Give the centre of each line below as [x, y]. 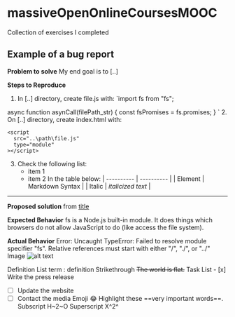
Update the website [46, 290]
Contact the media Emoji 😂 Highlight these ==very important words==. [120, 298]
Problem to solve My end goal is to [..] [63, 71]
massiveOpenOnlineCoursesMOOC [113, 13]
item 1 [36, 171]
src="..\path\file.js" [47, 138]
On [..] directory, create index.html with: [65, 119]
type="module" [34, 144]
